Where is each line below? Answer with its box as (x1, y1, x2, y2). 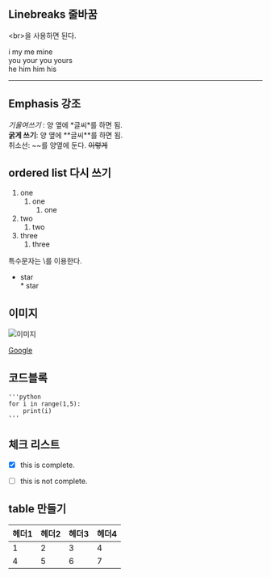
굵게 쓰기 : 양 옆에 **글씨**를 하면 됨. (8, 130, 123, 140)
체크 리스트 (8, 438, 60, 452)
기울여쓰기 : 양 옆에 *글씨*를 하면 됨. (8, 120, 123, 129)
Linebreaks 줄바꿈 (8, 7, 98, 22)
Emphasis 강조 (8, 97, 81, 111)
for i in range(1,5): (8, 400, 81, 408)
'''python (8, 393, 42, 402)
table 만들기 (8, 502, 67, 516)
